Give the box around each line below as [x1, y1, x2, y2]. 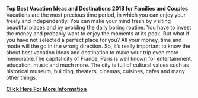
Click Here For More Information [6, 86, 87, 92]
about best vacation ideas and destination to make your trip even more [6, 49, 179, 55]
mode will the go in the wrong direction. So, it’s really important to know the [6, 43, 191, 50]
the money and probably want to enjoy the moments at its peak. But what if [6, 30, 190, 37]
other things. [6, 74, 37, 81]
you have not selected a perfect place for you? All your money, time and [6, 37, 182, 43]
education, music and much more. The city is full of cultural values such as [6, 61, 190, 68]
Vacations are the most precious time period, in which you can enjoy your [6, 11, 186, 18]
